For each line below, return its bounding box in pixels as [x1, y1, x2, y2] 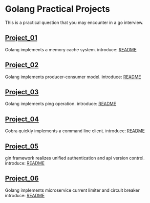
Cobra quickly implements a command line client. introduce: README [5, 128, 145, 134]
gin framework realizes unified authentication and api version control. [5, 155, 145, 161]
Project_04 [5, 115, 39, 123]
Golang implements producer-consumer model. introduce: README [5, 74, 141, 80]
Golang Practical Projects [5, 3, 110, 15]
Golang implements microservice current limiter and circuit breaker [5, 187, 140, 193]
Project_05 [5, 142, 39, 150]
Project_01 [5, 34, 38, 42]
